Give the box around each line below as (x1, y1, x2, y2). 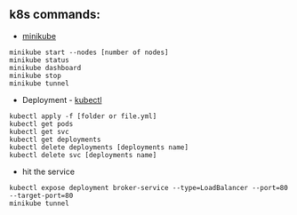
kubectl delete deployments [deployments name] (9, 142, 189, 152)
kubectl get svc (9, 127, 69, 136)
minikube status (9, 55, 69, 65)
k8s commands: (9, 7, 100, 22)
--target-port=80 (9, 191, 74, 200)
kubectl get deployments (9, 135, 101, 144)
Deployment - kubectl (21, 94, 102, 105)
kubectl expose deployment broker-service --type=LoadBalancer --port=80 (9, 183, 289, 192)
